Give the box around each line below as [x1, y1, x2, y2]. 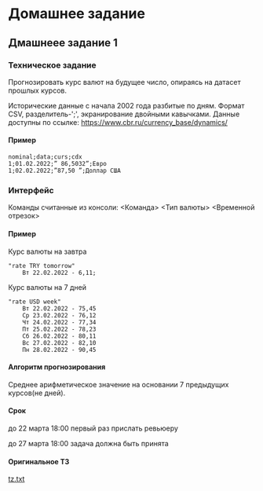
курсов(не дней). [8, 388, 66, 398]
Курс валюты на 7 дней [8, 282, 86, 291]
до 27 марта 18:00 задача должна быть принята [8, 438, 169, 448]
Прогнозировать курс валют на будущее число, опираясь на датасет [8, 77, 241, 86]
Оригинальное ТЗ [8, 456, 70, 466]
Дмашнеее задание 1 [8, 36, 118, 49]
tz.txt [8, 475, 25, 484]
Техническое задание [8, 60, 97, 71]
